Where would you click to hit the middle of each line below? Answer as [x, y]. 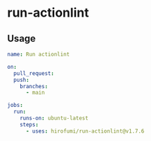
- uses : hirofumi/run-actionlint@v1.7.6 [85, 131]
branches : [34, 86]
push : [22, 80]
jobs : [15, 106]
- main [35, 93]
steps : [29, 124]
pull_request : [34, 73]
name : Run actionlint [39, 54]
